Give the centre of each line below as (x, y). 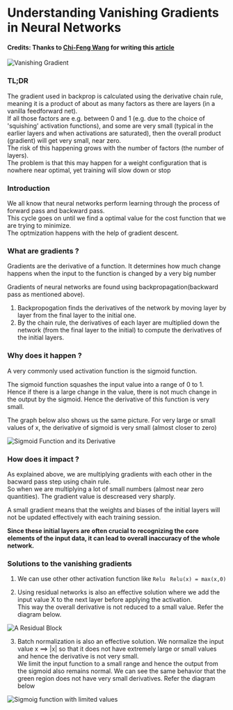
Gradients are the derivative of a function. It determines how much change (114, 266)
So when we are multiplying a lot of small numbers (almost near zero (105, 488)
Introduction (29, 188)
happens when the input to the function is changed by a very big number (112, 274)
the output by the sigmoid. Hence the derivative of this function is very (109, 399)
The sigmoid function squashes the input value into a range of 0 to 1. (105, 384)
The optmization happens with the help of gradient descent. (93, 233)
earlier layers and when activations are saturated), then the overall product (114, 133)
